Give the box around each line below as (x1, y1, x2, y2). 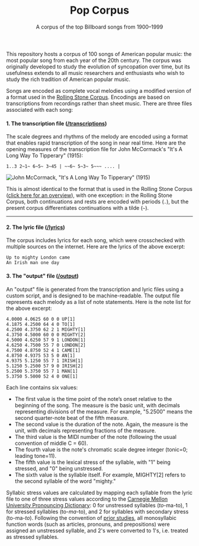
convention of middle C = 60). (14, 440, 88, 447)
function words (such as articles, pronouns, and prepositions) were (6, 520, 170, 528)
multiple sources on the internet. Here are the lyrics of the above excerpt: (6, 243, 185, 250)
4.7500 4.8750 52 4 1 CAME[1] (6, 347, 81, 353)
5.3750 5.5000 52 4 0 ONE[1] (6, 373, 78, 379)
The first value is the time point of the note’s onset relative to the (14, 395, 172, 402)
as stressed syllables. (6, 533, 59, 540)
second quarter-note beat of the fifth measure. (14, 414, 129, 421)
